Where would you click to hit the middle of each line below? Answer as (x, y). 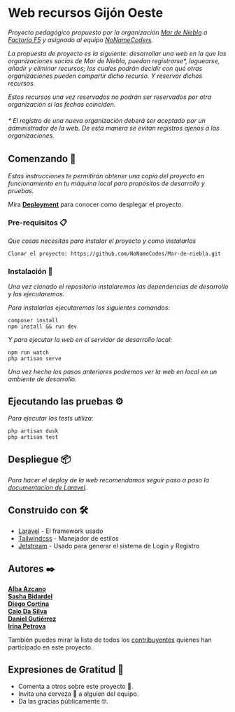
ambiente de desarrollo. (42, 379)
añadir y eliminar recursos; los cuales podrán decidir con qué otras (105, 68)
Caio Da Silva (28, 612)
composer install (33, 321)
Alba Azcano (27, 589)
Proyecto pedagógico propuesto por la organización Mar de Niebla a (108, 32)
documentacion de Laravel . (48, 487)
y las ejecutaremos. (36, 294)
